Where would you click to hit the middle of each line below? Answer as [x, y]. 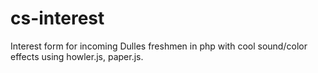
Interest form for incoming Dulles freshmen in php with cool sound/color [159, 46]
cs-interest [57, 18]
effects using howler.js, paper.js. [77, 56]
